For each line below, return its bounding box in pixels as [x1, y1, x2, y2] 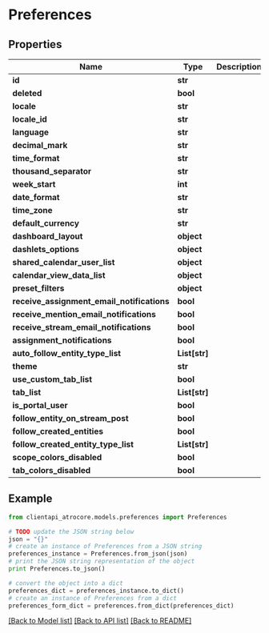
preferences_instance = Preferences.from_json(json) [8, 550, 188, 558]
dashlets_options [12, 244, 80, 254]
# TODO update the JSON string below [8, 527, 134, 535]
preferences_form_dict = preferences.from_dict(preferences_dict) [8, 602, 235, 610]
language [12, 126, 50, 138]
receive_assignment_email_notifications [12, 296, 170, 306]
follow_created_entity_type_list [12, 439, 134, 450]
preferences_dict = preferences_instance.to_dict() [8, 587, 184, 595]
